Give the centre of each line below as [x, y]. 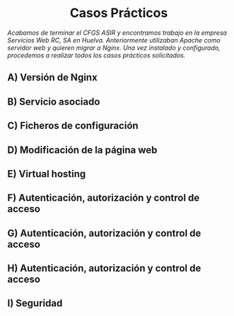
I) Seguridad [35, 304]
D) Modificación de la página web [82, 150]
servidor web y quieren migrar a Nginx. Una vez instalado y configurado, [114, 47]
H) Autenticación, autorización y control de [104, 268]
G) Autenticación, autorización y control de [104, 233]
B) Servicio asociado [54, 102]
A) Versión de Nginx [52, 78]
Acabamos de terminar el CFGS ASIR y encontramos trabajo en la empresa [117, 33]
